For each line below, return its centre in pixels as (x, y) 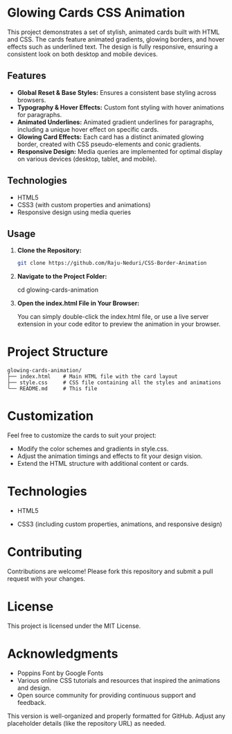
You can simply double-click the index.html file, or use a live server (113, 317)
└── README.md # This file (52, 389)
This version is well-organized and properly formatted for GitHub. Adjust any (116, 716)
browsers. (32, 100)
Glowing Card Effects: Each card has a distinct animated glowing (110, 137)
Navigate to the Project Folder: (62, 277)
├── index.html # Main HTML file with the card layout (92, 377)
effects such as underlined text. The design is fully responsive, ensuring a (113, 46)
